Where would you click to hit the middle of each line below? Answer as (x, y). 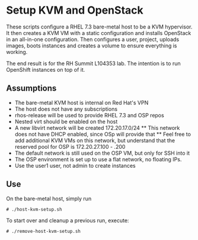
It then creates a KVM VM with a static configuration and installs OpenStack (99, 33)
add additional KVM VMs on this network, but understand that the (95, 140)
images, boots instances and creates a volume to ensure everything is (92, 46)
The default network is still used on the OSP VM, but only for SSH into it (102, 153)
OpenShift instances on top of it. (46, 69)
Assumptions (31, 89)
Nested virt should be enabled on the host (66, 121)
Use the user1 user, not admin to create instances (75, 165)
